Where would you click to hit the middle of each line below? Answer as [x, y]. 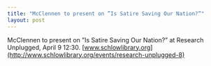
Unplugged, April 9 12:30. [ [46, 47]
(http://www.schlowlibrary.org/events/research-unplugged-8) [96, 55]
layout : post [26, 20]
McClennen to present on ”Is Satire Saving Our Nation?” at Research [105, 40]
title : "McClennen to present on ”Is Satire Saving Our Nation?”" [106, 14]
